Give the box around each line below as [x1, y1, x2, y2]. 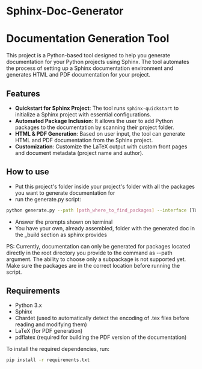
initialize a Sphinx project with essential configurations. [14, 110, 151, 118]
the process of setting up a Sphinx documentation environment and [6, 65, 174, 72]
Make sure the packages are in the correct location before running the [6, 262, 180, 269]
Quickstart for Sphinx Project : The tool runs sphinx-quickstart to [14, 104, 179, 112]
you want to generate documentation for [14, 189, 115, 197]
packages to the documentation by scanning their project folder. [14, 124, 174, 131]
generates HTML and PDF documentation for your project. [6, 71, 151, 78]
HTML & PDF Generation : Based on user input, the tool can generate [14, 130, 185, 137]
